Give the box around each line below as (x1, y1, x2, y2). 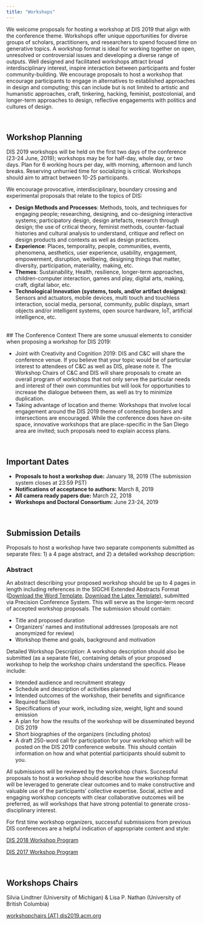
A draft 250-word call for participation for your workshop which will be (15, 737, 192, 744)
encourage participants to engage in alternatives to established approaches (6, 77, 196, 84)
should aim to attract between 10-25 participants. (6, 174, 129, 181)
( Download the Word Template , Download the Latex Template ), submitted (6, 592, 190, 599)
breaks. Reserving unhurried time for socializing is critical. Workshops (6, 167, 181, 175)
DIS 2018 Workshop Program (6, 836, 79, 844)
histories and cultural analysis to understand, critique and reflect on (15, 230, 184, 237)
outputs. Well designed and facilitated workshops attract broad (6, 58, 164, 65)
